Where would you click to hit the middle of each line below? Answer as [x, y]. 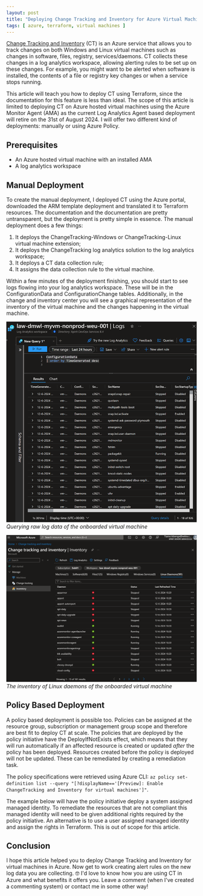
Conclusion [28, 845]
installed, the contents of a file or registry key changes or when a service [97, 76]
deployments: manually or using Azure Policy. [63, 126]
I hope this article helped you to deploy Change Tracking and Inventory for [99, 860]
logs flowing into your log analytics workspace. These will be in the [90, 287]
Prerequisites [32, 145]
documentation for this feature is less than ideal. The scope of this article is [100, 100]
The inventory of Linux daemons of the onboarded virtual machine [89, 686]
